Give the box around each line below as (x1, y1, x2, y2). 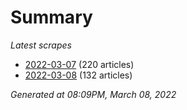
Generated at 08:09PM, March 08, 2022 (10, 88, 177, 100)
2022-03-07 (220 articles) (24, 58, 135, 70)
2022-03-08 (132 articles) (24, 69, 133, 81)
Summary (10, 6, 93, 29)
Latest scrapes (10, 39, 72, 51)
